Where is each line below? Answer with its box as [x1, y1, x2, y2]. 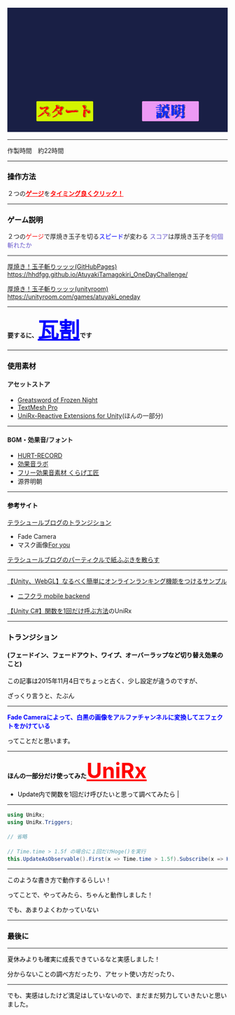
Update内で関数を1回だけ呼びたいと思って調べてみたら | [17, 790, 180, 798]
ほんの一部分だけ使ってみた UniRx [7, 757, 147, 784]
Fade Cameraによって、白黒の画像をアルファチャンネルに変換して [7, 713, 199, 721]
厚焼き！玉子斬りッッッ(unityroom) [7, 285, 108, 293]
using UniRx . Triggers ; [7, 818, 73, 826]
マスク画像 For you [17, 540, 71, 549]
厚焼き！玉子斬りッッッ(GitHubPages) [7, 262, 117, 271]
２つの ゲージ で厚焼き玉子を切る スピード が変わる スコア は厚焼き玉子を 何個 [7, 232, 224, 241]
